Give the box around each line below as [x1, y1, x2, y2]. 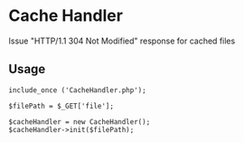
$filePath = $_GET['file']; [8, 101, 115, 110]
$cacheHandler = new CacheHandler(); [8, 117, 151, 127]
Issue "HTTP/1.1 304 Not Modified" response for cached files [8, 35, 236, 46]
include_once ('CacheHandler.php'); [8, 85, 146, 95]
